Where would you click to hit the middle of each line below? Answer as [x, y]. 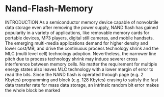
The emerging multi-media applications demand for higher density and [77, 43]
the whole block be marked [33, 90]
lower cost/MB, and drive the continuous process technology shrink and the [82, 48]
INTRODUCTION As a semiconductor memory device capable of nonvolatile [82, 22]
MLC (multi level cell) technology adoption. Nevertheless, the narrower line [81, 53]
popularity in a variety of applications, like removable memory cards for [77, 32]
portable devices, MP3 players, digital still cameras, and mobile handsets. [80, 38]
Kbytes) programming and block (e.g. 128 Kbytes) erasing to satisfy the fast [82, 80]
